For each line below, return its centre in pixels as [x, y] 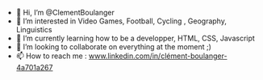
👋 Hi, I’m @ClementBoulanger [65, 13]
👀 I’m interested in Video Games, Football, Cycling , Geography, [121, 21]
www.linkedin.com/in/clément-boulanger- [158, 56]
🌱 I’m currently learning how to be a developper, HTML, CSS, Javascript [136, 38]
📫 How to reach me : [51, 56]
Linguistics [34, 29]
